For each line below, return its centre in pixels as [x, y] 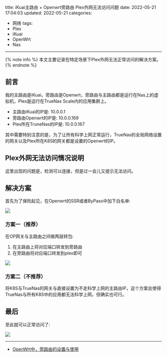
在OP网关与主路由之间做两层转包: [39, 236]
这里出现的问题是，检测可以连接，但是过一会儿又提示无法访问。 [70, 171]
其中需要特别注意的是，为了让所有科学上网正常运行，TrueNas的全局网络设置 [83, 134]
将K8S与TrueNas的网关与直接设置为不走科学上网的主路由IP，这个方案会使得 [83, 288]
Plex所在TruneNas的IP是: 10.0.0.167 [48, 124]
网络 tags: [23, 23]
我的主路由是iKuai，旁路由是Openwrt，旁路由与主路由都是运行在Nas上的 [80, 95]
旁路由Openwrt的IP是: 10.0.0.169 [45, 118]
